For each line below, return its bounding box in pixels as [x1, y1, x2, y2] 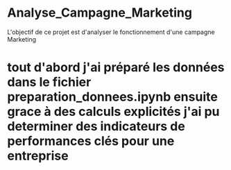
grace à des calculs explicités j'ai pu [7, 104, 220, 119]
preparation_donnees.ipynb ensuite [7, 89, 219, 105]
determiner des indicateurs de [7, 119, 185, 135]
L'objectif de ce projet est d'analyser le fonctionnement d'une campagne [7, 28, 215, 36]
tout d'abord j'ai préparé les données [7, 60, 225, 76]
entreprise [7, 148, 69, 164]
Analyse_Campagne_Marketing [7, 5, 193, 21]
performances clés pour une [7, 133, 175, 149]
